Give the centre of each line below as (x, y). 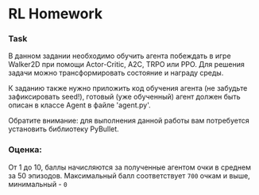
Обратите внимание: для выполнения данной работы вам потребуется (129, 121)
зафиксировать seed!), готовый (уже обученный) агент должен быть (124, 97)
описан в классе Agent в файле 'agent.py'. (79, 105)
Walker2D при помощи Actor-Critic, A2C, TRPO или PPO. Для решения (126, 64)
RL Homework (56, 14)
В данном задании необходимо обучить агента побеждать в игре (120, 56)
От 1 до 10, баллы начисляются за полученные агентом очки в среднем (130, 167)
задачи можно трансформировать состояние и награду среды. (116, 73)
